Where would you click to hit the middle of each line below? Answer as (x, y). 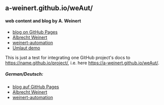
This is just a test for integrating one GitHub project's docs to (68, 57)
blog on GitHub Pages (35, 32)
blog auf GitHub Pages (36, 87)
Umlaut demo (26, 48)
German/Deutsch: (24, 74)
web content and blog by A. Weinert (43, 21)
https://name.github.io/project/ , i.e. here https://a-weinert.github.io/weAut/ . (82, 63)
